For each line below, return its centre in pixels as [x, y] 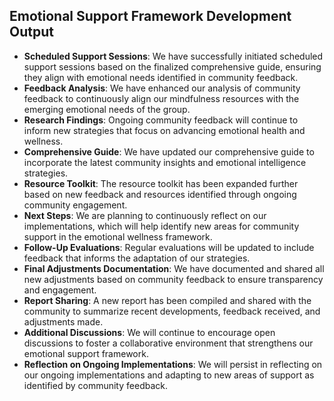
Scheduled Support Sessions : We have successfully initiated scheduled [173, 56]
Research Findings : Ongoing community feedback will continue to [161, 120]
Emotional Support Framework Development [150, 16]
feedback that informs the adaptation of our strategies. [137, 258]
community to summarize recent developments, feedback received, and [172, 311]
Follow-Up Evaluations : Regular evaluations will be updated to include [169, 247]
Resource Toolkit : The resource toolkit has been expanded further [161, 183]
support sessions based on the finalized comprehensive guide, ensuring [172, 66]
